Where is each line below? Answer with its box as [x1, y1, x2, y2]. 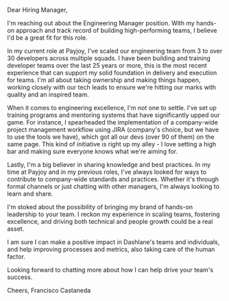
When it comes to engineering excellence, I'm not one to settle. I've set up [7, 104, 217, 112]
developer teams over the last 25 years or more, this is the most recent [7, 62, 207, 69]
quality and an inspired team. [7, 90, 89, 99]
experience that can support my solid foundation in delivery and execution [7, 68, 217, 77]
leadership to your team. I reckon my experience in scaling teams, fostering [7, 210, 221, 218]
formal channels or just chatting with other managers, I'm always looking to [7, 183, 219, 190]
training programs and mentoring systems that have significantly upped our [7, 111, 221, 119]
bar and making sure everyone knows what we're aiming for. [7, 147, 178, 155]
